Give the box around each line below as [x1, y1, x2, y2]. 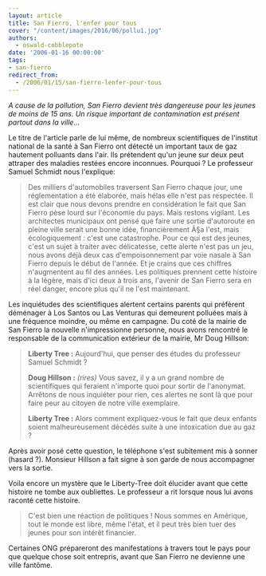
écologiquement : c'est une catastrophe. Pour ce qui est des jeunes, [27, 233, 252, 243]
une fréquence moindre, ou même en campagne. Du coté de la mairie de [8, 316, 247, 325]
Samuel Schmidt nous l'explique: [8, 167, 115, 176]
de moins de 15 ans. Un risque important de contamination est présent [8, 108, 241, 118]
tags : [8, 57, 26, 65]
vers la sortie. [8, 463, 53, 472]
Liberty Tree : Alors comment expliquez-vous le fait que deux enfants [27, 413, 257, 423]
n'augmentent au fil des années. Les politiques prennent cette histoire [27, 266, 257, 276]
